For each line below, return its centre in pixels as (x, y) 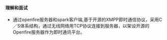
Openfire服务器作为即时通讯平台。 (49, 32)
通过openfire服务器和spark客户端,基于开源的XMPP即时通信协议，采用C (87, 19)
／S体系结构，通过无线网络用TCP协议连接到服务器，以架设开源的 (81, 26)
